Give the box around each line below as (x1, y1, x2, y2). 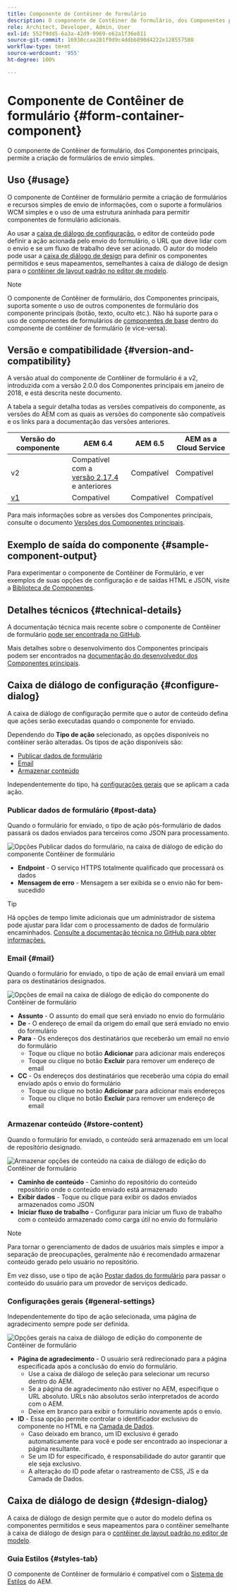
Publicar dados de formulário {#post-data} (7, 805, 157, 815)
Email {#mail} (7, 953, 55, 963)
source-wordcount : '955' (7, 50, 80, 57)
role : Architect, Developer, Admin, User (7, 23, 131, 30)
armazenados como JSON (17, 1200, 95, 1208)
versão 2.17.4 (71, 473, 119, 482)
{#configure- (159, 679, 219, 691)
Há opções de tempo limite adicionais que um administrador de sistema (7, 913, 215, 922)
